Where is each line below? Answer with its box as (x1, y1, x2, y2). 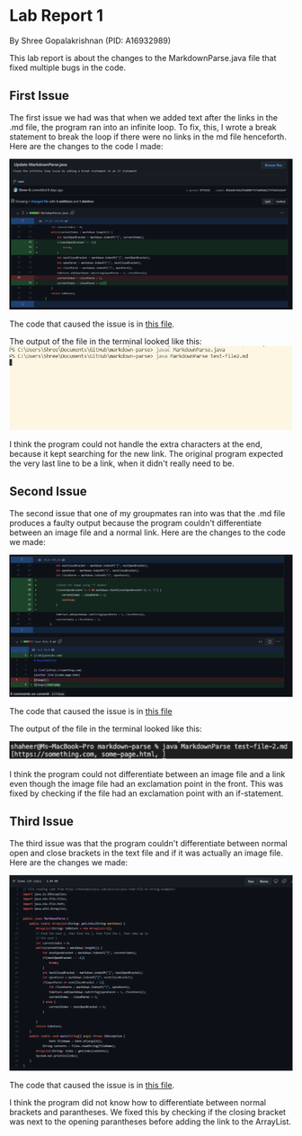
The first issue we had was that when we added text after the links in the (9, 112, 279, 122)
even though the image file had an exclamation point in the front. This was (9, 778, 284, 789)
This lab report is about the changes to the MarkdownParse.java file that (9, 52, 277, 63)
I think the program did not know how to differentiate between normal (9, 1097, 267, 1108)
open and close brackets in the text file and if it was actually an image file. (9, 847, 283, 858)
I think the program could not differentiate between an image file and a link (9, 768, 286, 779)
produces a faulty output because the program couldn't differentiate (9, 517, 262, 528)
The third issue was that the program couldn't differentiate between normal (9, 837, 288, 848)
